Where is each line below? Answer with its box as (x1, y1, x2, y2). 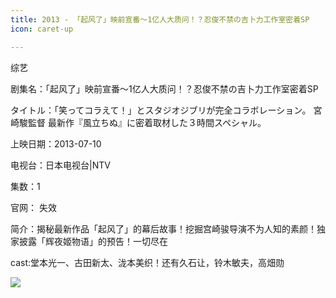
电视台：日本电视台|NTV (10, 159, 111, 171)
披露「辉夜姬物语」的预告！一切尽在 (18, 235, 168, 247)
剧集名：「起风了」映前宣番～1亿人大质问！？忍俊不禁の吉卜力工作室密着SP (10, 82, 319, 95)
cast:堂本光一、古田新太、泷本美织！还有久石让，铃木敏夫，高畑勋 (10, 256, 285, 268)
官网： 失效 (10, 201, 57, 213)
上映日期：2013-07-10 (10, 137, 102, 150)
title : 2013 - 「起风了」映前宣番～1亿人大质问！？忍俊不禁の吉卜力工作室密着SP (10, 14, 310, 25)
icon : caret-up (10, 24, 74, 34)
